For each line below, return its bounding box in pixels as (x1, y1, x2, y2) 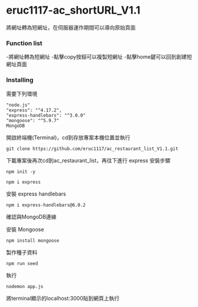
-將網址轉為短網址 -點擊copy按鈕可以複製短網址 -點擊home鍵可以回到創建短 (6, 53, 192, 60)
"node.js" (6, 102, 31, 108)
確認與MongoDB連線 (6, 213, 57, 220)
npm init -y (6, 168, 35, 175)
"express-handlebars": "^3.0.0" (6, 112, 86, 119)
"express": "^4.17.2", (6, 107, 62, 113)
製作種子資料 (6, 248, 37, 255)
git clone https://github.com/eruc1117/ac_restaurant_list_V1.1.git (6, 146, 178, 152)
